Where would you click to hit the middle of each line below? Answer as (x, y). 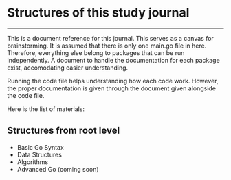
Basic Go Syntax (40, 147)
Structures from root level (64, 131)
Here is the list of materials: (46, 109)
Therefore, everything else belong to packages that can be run (96, 52)
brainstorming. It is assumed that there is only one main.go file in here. (107, 46)
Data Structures (39, 154)
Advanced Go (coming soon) (58, 169)
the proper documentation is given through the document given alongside (112, 88)
